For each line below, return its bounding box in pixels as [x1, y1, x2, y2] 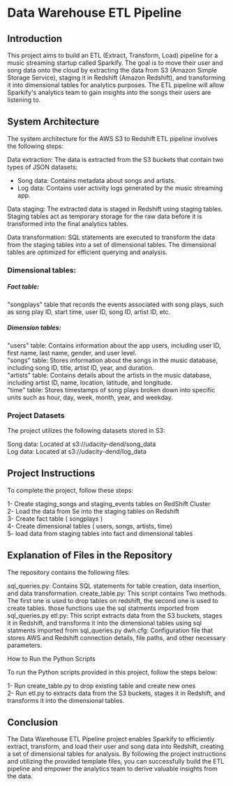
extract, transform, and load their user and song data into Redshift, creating [7, 742, 225, 751]
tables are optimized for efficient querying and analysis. [7, 248, 167, 256]
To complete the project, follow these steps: [7, 486, 134, 494]
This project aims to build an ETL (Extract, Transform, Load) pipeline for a [7, 51, 218, 59]
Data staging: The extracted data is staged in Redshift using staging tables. [7, 205, 223, 213]
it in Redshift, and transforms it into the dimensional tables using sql [7, 618, 202, 627]
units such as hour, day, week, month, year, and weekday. [7, 393, 173, 401]
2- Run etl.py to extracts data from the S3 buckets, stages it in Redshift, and [7, 689, 225, 697]
